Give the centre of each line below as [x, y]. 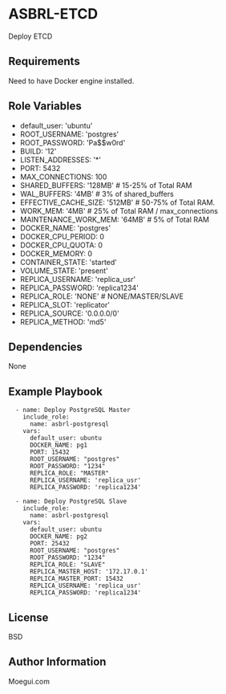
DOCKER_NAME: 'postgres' [65, 228]
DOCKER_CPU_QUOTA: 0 [61, 245]
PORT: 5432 [40, 168]
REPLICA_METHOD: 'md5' [63, 321]
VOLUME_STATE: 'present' [64, 271]
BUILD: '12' [38, 151]
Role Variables [45, 106]
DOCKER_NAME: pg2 [59, 537]
